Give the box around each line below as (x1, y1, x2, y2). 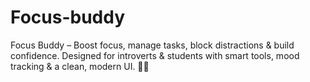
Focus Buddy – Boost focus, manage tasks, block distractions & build (10, 39, 295, 51)
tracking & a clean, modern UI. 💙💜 (10, 60, 150, 72)
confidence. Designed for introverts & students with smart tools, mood (10, 49, 300, 61)
